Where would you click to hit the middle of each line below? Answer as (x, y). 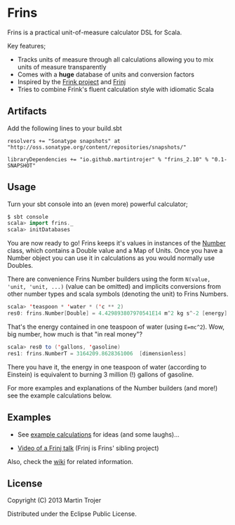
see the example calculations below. (60, 395)
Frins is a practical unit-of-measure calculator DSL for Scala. (95, 32)
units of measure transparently (62, 67)
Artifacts (27, 111)
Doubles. (20, 266)
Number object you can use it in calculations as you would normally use (111, 258)
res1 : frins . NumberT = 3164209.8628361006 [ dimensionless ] (97, 353)
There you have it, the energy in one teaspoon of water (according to (107, 367)
